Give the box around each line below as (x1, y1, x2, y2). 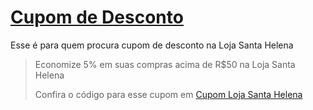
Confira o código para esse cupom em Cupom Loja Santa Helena (34, 88, 303, 100)
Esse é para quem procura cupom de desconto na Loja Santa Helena (10, 39, 294, 51)
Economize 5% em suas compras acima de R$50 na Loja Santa (34, 58, 296, 70)
